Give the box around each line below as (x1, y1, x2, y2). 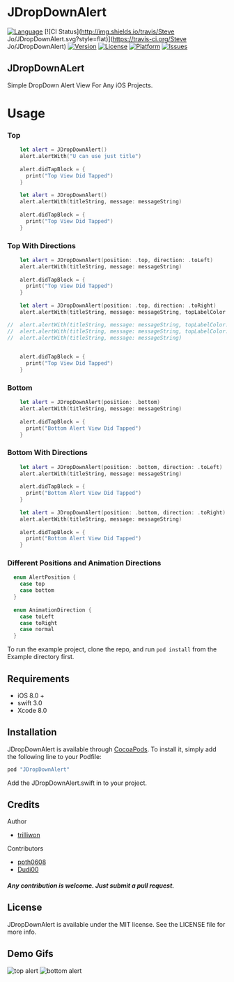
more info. (7, 927, 37, 936)
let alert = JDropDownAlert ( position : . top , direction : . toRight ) (19, 302, 217, 310)
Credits (7, 799, 40, 811)
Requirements (7, 672, 70, 685)
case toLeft (19, 613, 54, 620)
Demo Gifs (7, 948, 54, 960)
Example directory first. (7, 653, 75, 661)
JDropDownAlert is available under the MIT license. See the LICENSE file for (7, 920, 226, 928)
